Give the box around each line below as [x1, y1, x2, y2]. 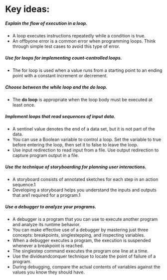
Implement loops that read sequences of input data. [5, 113, 116, 119]
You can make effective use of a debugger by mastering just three [12, 227, 149, 233]
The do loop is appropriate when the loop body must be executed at [12, 97, 153, 103]
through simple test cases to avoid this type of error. [12, 43, 120, 49]
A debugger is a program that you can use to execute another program [12, 216, 158, 222]
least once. [12, 102, 36, 108]
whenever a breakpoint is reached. [12, 243, 84, 249]
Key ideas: [5, 3, 50, 15]
